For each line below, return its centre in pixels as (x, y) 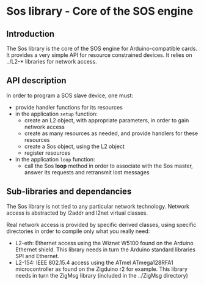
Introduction (31, 34)
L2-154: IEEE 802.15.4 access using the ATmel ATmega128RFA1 (94, 262)
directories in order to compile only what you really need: (78, 231)
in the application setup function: (56, 114)
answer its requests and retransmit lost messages (87, 172)
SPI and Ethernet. (37, 256)
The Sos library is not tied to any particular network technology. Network (98, 206)
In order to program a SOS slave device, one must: (70, 95)
